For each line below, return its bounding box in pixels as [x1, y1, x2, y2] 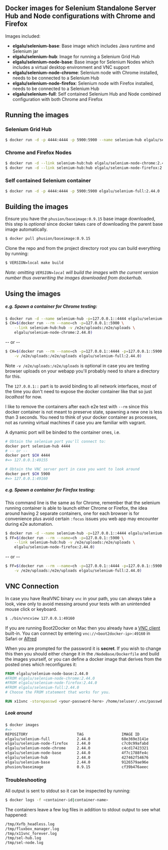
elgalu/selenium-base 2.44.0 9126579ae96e [5, 760, 149, 765]
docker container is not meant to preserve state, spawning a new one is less [5, 409, 162, 415]
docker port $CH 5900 [5, 471, 50, 477]
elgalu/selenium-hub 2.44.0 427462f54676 [5, 755, 149, 761]
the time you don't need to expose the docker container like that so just [5, 388, 152, 394]
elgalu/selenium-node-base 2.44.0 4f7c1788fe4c [5, 750, 149, 755]
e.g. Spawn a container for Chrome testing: [5, 304, 97, 310]
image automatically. [5, 226, 48, 233]
